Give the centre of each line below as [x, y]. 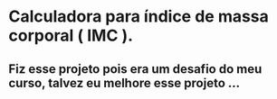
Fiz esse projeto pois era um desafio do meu [135, 69]
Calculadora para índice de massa [138, 17]
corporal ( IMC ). [71, 36]
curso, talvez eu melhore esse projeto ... [124, 83]
